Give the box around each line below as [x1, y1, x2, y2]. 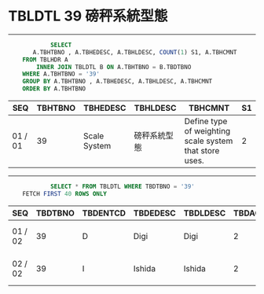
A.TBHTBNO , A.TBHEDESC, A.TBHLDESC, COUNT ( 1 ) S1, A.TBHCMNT [32, 48, 237, 56]
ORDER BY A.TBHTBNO [22, 85, 86, 93]
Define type [184, 116, 228, 127]
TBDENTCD [82, 208, 126, 219]
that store [184, 145, 220, 156]
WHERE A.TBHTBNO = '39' [22, 70, 101, 79]
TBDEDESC [133, 208, 177, 219]
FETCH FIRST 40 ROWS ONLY [22, 189, 108, 197]
